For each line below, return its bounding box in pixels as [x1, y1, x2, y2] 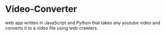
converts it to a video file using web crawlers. [5, 25, 98, 31]
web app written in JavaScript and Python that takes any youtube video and [5, 20, 161, 26]
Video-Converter [5, 3, 77, 15]
